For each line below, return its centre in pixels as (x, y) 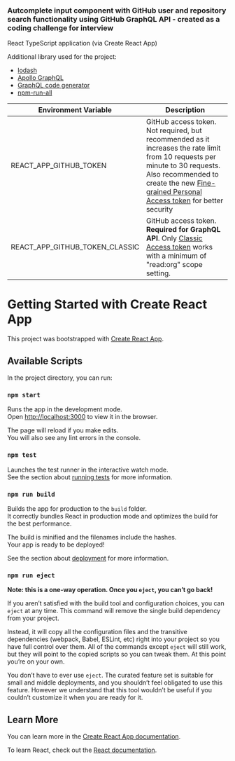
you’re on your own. (36, 661)
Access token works (179, 247)
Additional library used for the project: (62, 57)
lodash (27, 70)
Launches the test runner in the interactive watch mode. (88, 469)
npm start (24, 395)
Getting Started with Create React (107, 304)
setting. (158, 273)
